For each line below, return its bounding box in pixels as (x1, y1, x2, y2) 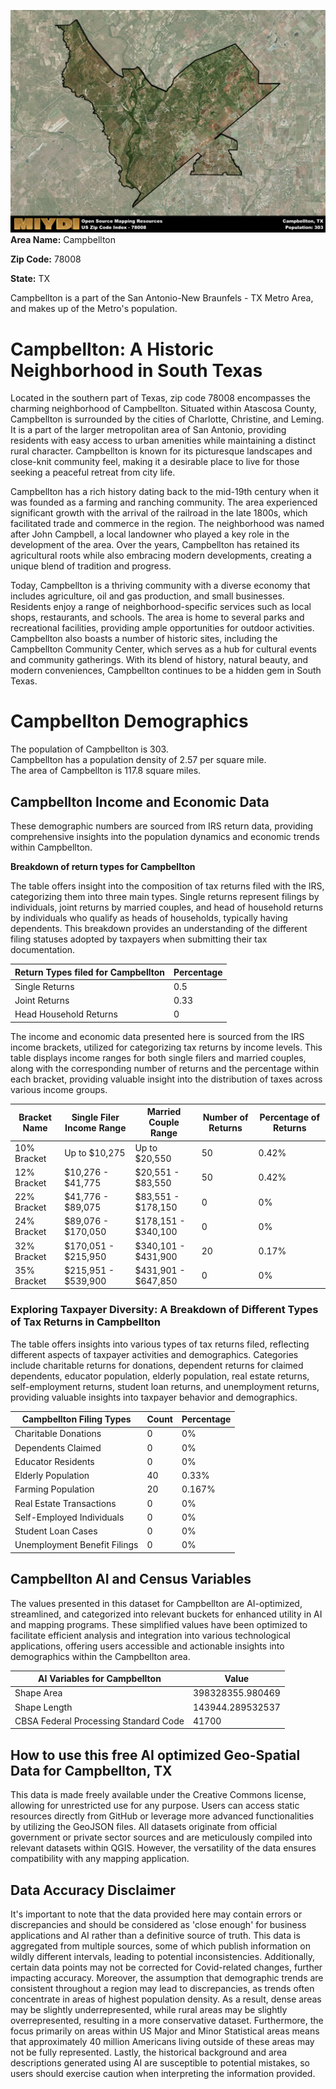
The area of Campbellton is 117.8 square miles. (10, 765, 202, 777)
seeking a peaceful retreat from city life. (10, 466, 176, 479)
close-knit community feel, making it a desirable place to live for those (10, 456, 300, 468)
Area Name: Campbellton (10, 234, 117, 246)
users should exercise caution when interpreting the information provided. (10, 2068, 316, 2080)
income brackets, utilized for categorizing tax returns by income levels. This (10, 1041, 323, 1053)
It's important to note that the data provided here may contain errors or (10, 1908, 303, 1920)
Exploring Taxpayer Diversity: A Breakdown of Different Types (10, 1303, 319, 1317)
